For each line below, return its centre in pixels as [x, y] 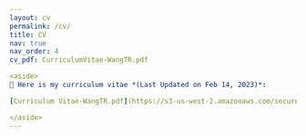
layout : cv [30, 18]
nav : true [28, 43]
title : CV [28, 34]
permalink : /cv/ [40, 26]
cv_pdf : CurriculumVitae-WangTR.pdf [79, 60]
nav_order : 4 [34, 52]
